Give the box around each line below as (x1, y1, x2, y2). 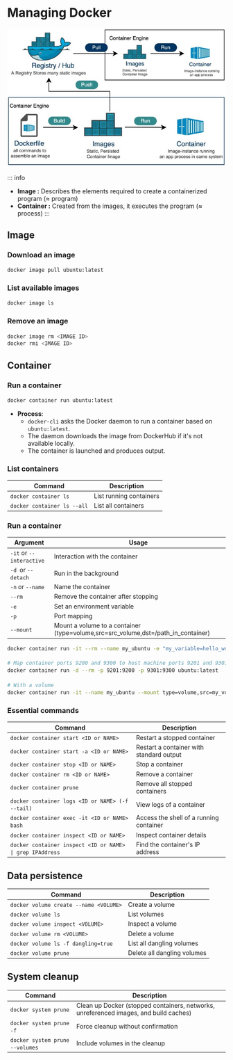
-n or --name (10, 583, 45, 591)
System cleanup (7, 971, 79, 983)
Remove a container (136, 770, 193, 778)
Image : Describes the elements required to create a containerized (17, 186, 207, 195)
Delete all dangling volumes (128, 949, 207, 957)
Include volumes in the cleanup (76, 1039, 165, 1047)
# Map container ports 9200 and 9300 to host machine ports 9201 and (7, 659, 213, 667)
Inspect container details (136, 830, 207, 839)
